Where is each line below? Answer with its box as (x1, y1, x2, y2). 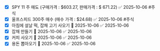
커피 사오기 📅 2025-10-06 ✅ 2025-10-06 (11, 34, 92, 40)
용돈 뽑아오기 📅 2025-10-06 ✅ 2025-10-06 (11, 41, 96, 47)
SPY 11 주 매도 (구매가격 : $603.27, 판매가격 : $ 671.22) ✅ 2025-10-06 (11, 4, 147, 10)
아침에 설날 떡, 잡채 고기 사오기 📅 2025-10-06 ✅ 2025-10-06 (11, 22, 129, 28)
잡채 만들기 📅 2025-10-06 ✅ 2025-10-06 (11, 29, 92, 34)
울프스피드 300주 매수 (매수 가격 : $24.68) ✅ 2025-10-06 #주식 (11, 17, 134, 22)
